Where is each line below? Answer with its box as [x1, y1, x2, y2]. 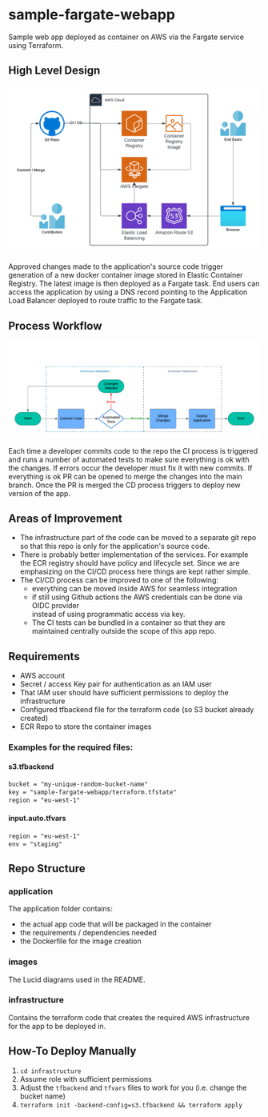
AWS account [19, 671, 66, 681]
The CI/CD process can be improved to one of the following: [19, 575, 218, 585]
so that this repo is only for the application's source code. [19, 542, 210, 551]
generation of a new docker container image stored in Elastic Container [8, 270, 243, 280]
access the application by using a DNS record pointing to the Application [8, 287, 248, 297]
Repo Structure [8, 862, 86, 875]
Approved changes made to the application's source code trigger [8, 262, 224, 271]
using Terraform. [8, 40, 64, 50]
